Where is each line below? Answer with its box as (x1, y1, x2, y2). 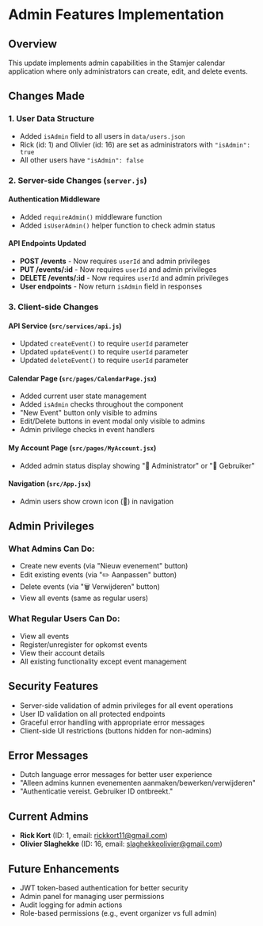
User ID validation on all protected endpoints (19, 709, 166, 718)
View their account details (19, 648, 105, 657)
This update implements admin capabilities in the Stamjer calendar (8, 58, 226, 67)
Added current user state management (19, 391, 147, 401)
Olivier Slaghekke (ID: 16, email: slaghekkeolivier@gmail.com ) (19, 839, 223, 849)
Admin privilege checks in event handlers (19, 425, 155, 434)
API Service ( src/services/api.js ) (8, 321, 122, 331)
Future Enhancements (8, 862, 120, 875)
